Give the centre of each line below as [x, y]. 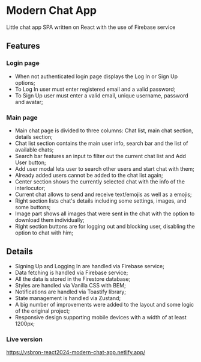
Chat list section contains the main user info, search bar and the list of [101, 143]
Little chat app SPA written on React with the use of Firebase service [91, 27]
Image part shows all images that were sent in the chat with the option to [105, 213]
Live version [25, 339]
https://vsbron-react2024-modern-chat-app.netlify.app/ [76, 352]
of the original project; [42, 311]
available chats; [34, 149]
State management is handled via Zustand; [68, 298]
